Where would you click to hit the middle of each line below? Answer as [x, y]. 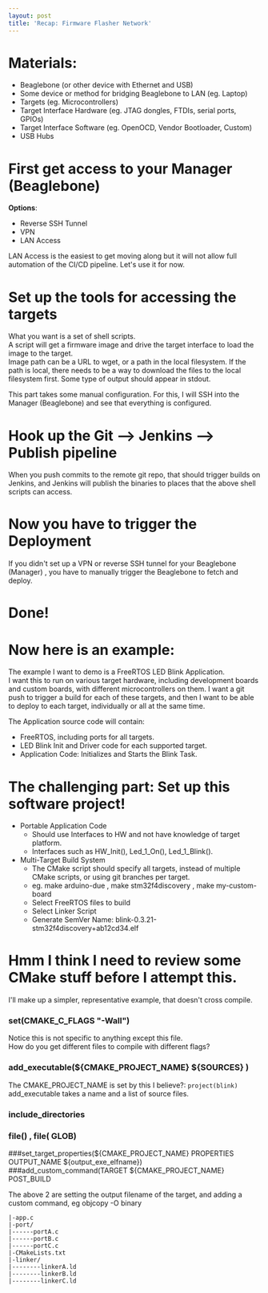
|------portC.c [34, 1246]
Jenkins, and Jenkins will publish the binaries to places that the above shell [132, 483]
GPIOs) [32, 119]
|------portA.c [34, 1232]
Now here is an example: [92, 650]
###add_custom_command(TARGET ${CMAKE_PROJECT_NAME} [117, 1170]
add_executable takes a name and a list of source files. [99, 1093]
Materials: [43, 63]
